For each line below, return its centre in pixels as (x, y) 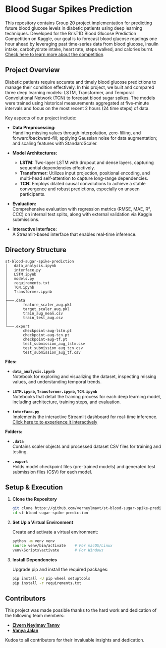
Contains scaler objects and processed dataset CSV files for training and (86, 446)
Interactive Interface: (34, 229)
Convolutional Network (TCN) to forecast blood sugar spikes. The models (80, 98)
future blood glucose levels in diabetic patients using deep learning (74, 28)
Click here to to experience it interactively (55, 422)
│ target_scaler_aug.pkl (37, 309)
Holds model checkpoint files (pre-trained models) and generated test (84, 466)
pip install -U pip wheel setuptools (51, 578)
